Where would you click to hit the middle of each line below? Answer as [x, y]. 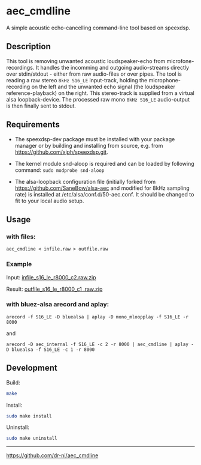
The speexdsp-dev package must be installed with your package [95, 139]
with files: [21, 237]
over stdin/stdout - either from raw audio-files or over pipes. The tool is [94, 74]
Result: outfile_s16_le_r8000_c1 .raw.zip [54, 289]
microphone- [165, 80]
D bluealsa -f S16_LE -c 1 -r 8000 [51, 350]
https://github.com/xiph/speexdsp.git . [62, 152]
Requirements [33, 125]
